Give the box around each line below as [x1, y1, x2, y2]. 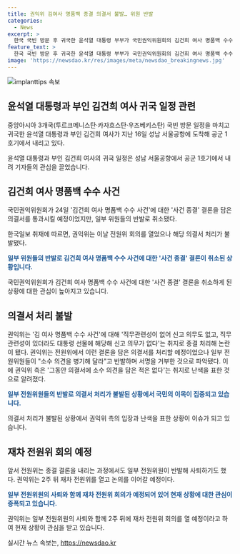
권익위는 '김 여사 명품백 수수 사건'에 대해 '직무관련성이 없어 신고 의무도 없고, [7, 330, 219, 339]
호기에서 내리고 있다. [7, 138, 65, 147]
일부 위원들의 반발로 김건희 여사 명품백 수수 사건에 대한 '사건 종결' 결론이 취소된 [7, 254, 226, 263]
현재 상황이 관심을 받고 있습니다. [14, 523, 105, 532]
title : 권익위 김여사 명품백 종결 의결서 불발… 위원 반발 [7, 10, 154, 18]
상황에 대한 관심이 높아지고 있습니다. [7, 287, 109, 296]
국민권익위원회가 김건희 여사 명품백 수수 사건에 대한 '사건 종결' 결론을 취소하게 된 [7, 278, 232, 286]
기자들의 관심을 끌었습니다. [14, 162, 90, 171]
